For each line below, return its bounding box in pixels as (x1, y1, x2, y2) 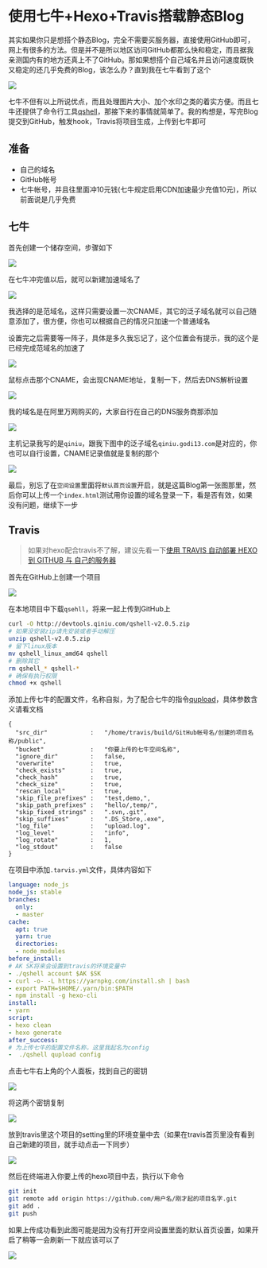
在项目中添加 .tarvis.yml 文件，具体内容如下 (8, 865, 153, 874)
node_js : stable (8, 888, 62, 897)
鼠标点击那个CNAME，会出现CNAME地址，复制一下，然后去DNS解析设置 (8, 374, 249, 384)
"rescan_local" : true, (15, 788, 123, 796)
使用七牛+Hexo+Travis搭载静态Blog (8, 7, 245, 25)
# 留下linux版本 (8, 642, 57, 650)
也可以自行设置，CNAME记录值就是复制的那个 (8, 448, 160, 458)
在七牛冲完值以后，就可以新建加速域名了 (8, 274, 141, 284)
